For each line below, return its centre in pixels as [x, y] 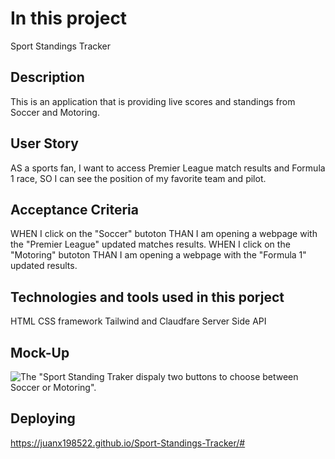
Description [47, 77]
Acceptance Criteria [74, 209]
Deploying [43, 418]
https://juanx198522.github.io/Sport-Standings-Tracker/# [128, 443]
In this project [69, 18]
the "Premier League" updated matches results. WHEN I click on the [150, 244]
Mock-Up [40, 352]
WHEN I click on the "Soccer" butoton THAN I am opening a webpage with [164, 234]
